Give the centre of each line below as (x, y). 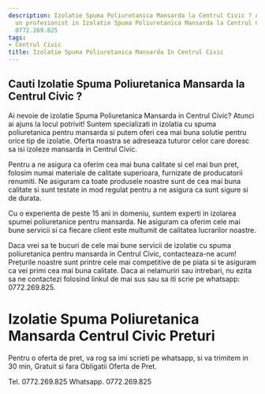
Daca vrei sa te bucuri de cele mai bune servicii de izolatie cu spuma (119, 245)
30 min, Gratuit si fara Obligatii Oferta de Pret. (83, 366)
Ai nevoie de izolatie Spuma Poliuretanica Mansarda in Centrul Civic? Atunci (131, 115)
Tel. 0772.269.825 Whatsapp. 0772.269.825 (80, 381)
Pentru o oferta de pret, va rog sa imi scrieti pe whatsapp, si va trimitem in (128, 358)
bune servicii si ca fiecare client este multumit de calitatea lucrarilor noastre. (132, 230)
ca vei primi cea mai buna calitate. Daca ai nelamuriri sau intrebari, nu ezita (130, 270)
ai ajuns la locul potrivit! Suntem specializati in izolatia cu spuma (112, 124)
